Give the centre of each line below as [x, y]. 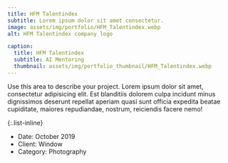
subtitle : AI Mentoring [49, 60]
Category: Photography [52, 151]
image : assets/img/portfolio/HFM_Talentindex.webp [84, 27]
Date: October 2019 [46, 136]
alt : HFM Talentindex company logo [60, 34]
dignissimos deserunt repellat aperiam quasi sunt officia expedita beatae [114, 101]
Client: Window [40, 144]
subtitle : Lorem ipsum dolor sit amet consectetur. [85, 21]
